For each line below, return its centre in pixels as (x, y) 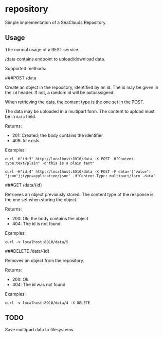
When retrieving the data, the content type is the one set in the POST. (75, 102)
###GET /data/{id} (24, 185)
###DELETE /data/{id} (27, 251)
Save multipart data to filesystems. (40, 329)
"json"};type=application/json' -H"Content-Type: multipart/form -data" (80, 176)
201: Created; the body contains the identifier (57, 135)
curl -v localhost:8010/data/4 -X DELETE (48, 303)
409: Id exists (26, 140)
